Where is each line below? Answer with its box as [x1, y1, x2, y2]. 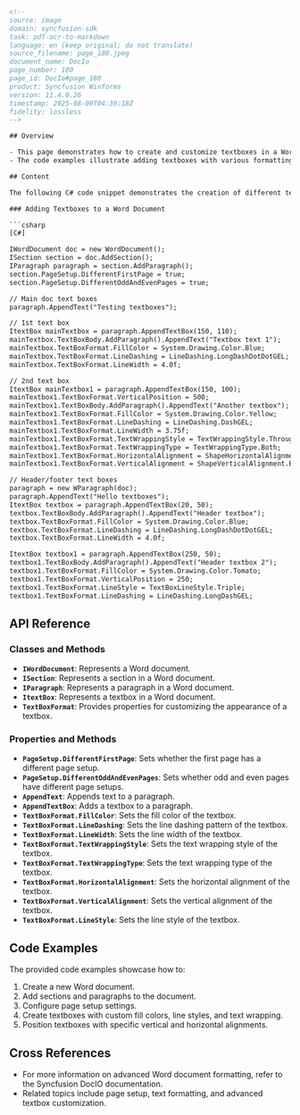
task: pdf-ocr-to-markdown [9, 32, 110, 41]
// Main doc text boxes [9, 294, 98, 303]
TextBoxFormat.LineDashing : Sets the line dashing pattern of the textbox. [21, 819, 288, 830]
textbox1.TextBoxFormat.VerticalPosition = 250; [9, 574, 194, 583]
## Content [9, 172, 50, 181]
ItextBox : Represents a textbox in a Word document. [21, 692, 216, 702]
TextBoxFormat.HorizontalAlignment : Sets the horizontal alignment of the [21, 876, 290, 887]
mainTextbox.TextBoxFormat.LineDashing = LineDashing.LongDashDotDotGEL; [9, 352, 290, 361]
